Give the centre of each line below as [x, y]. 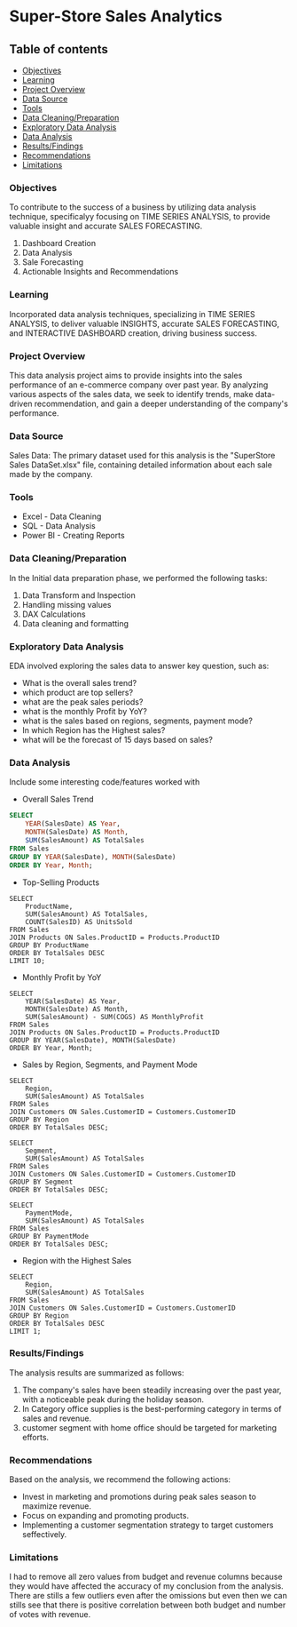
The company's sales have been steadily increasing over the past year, [152, 1390]
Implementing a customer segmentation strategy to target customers [148, 1525]
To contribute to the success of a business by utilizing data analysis [133, 207]
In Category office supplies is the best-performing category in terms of [152, 1408]
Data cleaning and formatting [75, 623]
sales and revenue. [56, 1418]
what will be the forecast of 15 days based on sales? [117, 740]
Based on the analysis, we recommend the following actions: [120, 1479]
